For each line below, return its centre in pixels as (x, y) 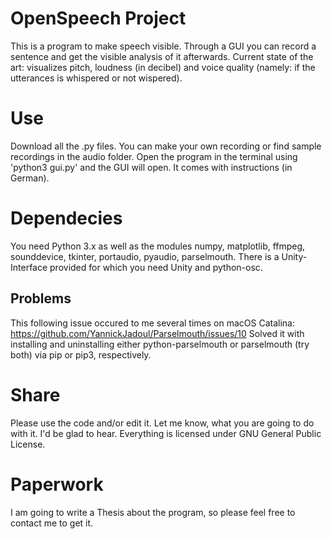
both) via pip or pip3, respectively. (81, 354)
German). (30, 178)
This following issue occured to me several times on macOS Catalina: (152, 323)
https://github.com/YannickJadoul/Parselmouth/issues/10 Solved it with (157, 333)
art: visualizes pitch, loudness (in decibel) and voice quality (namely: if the (163, 67)
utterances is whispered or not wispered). (96, 78)
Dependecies (66, 218)
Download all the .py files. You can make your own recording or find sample (166, 146)
